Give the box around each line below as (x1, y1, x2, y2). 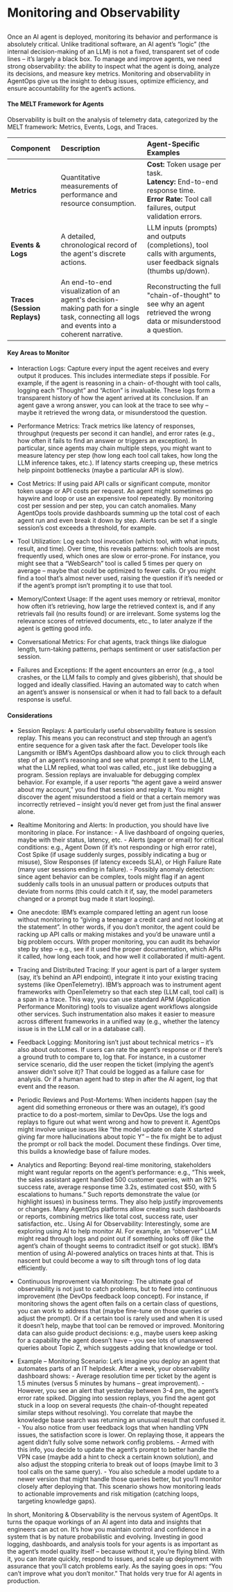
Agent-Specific (146, 139, 200, 148)
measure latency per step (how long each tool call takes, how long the (17, 451, 218, 459)
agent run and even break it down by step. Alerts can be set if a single (17, 516, 218, 524)
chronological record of (60, 240, 137, 250)
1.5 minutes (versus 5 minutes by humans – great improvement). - (17, 1379, 205, 1387)
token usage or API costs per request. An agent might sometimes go (17, 487, 213, 495)
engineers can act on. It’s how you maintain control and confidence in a (7, 1525, 212, 1534)
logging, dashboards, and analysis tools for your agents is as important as (7, 1540, 218, 1548)
